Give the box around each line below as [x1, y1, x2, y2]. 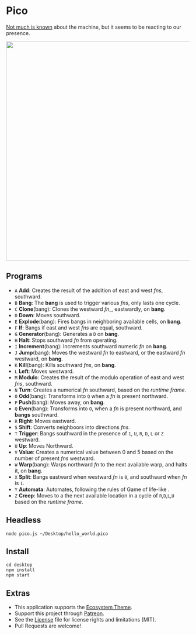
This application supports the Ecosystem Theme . [14, 604, 132, 611]
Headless [6, 515, 41, 525]
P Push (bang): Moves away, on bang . [14, 399, 105, 406]
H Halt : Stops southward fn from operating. [14, 337, 118, 344]
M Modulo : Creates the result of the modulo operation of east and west [14, 373, 184, 381]
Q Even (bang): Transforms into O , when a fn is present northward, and [14, 405, 182, 412]
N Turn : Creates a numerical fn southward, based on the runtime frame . [14, 386, 187, 393]
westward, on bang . [14, 355, 63, 362]
